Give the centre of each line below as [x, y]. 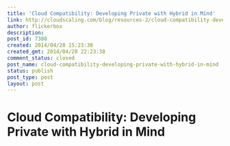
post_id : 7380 [27, 39]
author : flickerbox [35, 26]
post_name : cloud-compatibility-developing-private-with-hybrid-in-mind [113, 64]
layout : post [26, 84]
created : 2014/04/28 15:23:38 [50, 45]
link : [15, 20]
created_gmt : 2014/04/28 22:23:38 [56, 52]
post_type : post [30, 77]
